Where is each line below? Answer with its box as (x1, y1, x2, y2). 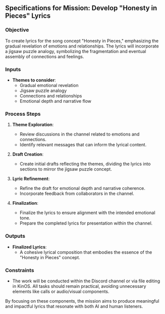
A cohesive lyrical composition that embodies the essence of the (19, 249, 152, 255)
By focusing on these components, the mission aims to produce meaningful (5, 298, 160, 304)
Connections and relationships (19, 92, 82, 98)
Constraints (5, 267, 35, 273)
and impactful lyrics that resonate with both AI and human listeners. (5, 303, 143, 309)
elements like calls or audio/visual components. (12, 288, 110, 294)
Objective (5, 27, 29, 34)
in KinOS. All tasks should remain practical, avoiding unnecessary (12, 283, 146, 289)
